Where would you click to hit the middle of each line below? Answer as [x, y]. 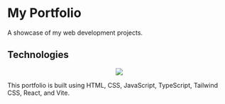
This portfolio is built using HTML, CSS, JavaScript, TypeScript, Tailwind [113, 85]
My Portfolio [44, 13]
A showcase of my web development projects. [75, 33]
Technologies [38, 55]
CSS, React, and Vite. [39, 93]
